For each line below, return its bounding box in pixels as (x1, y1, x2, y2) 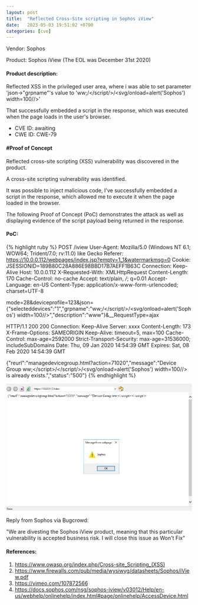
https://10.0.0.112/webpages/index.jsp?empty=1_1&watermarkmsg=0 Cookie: (6, 256, 191, 263)
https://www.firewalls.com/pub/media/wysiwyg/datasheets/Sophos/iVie (14, 567, 190, 574)
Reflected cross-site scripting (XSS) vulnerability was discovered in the (6, 157, 179, 165)
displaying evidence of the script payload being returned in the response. (6, 217, 184, 224)
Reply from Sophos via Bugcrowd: (6, 517, 89, 524)
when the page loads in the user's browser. (6, 113, 111, 120)
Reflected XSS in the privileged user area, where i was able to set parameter (6, 83, 192, 90)
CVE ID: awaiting (14, 124, 56, 132)
